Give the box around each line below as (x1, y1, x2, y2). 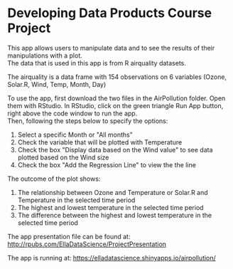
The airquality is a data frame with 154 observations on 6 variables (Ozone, (7, 73, 227, 81)
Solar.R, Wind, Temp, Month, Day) (7, 80, 107, 88)
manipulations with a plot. (7, 51, 83, 60)
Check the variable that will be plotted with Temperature (17, 137, 183, 147)
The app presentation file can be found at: (7, 232, 131, 241)
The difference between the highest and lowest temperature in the (17, 211, 212, 219)
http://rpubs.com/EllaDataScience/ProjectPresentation (7, 240, 167, 248)
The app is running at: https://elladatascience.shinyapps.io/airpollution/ (7, 253, 217, 262)
